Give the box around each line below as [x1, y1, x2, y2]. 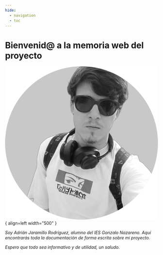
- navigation [9, 13, 36, 18]
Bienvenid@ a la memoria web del [5, 39, 144, 51]
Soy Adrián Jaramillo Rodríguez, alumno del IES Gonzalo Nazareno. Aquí [5, 230, 151, 236]
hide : [5, 8, 16, 13]
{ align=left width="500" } [5, 220, 57, 226]
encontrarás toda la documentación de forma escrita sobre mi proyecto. [5, 235, 150, 241]
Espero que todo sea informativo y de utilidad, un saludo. [5, 244, 120, 250]
